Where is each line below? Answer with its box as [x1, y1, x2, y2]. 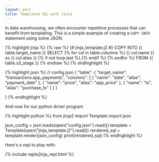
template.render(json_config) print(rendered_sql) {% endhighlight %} [5, 133, 143, 138]
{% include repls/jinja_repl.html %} [5, 151, 74, 157]
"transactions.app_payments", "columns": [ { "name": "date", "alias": [5, 74, 142, 80]
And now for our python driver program [5, 103, 84, 109]
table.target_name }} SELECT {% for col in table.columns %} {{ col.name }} [5, 49, 155, 56]
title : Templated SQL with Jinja [5, 12, 72, 16]
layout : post [5, 7, 31, 12]
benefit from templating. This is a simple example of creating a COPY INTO [5, 30, 150, 36]
